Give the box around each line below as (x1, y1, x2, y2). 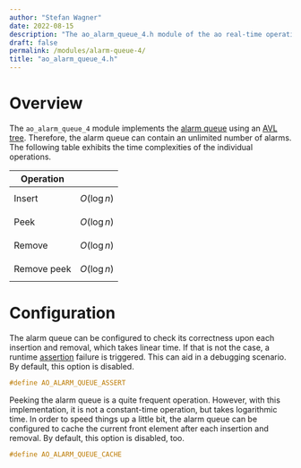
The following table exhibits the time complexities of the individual (9, 141, 254, 152)
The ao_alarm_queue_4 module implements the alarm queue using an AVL (9, 123, 278, 133)
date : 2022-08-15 (9, 21, 74, 30)
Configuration (9, 303, 116, 323)
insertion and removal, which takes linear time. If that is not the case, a (9, 342, 271, 353)
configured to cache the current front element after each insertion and (9, 422, 269, 434)
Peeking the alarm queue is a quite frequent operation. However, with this (9, 395, 280, 405)
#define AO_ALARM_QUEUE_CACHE (9, 449, 123, 459)
